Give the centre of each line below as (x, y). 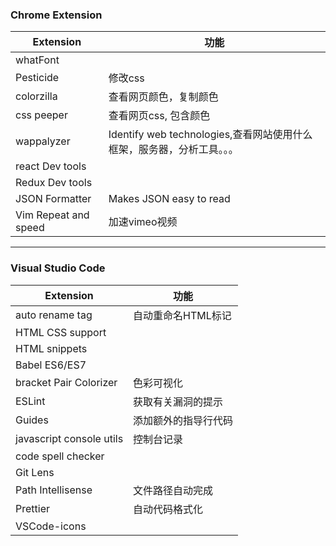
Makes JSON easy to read (169, 199)
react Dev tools (51, 166)
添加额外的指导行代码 (183, 420)
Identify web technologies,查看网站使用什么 (210, 135)
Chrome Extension (56, 15)
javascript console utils (69, 438)
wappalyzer (43, 141)
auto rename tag (54, 315)
